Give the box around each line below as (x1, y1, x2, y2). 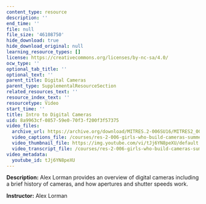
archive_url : (12, 129, 45, 135)
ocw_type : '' (6, 60, 40, 66)
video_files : (6, 123, 40, 129)
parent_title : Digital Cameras (6, 77, 86, 83)
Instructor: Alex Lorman (6, 192, 67, 200)
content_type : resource (6, 9, 67, 15)
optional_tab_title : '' (6, 66, 67, 72)
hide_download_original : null (6, 43, 84, 50)
